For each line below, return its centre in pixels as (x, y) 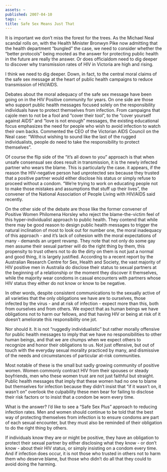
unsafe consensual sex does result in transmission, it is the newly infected (81, 162)
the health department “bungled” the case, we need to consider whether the (83, 48)
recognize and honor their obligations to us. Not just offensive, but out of (80, 345)
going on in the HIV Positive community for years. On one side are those (79, 100)
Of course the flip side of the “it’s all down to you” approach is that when (80, 157)
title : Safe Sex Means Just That (40, 24)
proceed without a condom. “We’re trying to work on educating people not (82, 184)
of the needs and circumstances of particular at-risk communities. (73, 356)
